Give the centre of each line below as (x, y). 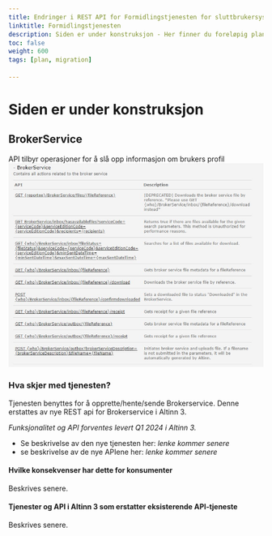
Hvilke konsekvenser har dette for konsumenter (91, 470)
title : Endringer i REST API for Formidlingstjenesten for (110, 17)
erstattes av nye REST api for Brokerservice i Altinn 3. (98, 412)
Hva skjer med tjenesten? (59, 385)
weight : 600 (28, 51)
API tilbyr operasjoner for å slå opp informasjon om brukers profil (117, 159)
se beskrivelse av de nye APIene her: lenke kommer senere (119, 452)
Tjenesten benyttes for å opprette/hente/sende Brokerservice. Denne (124, 403)
